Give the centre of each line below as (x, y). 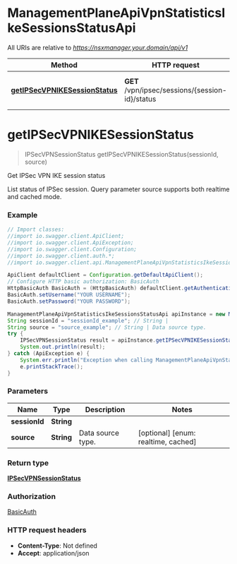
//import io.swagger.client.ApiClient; (66, 236)
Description (105, 409)
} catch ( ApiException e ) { (49, 354)
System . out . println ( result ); (63, 347)
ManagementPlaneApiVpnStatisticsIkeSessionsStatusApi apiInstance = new (116, 314)
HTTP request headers (47, 530)
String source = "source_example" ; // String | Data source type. (107, 327)
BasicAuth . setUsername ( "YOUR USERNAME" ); (69, 295)
